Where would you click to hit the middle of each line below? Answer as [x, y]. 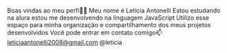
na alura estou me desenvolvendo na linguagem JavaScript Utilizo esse [108, 18]
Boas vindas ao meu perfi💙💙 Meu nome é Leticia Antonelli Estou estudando [114, 11]
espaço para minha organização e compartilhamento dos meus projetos [109, 25]
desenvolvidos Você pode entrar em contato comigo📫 [85, 33]
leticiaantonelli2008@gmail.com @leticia [65, 42]
